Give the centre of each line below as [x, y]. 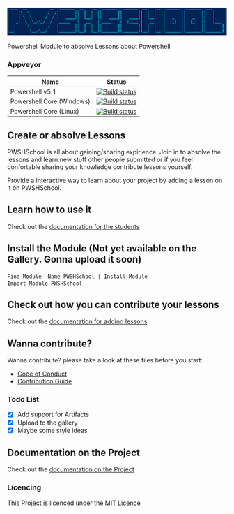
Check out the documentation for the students [73, 226]
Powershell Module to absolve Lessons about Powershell [89, 47]
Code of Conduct [42, 374]
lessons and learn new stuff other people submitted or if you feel [100, 159]
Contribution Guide [45, 381]
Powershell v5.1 [33, 92]
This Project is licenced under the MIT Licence [74, 503]
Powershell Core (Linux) [45, 111]
